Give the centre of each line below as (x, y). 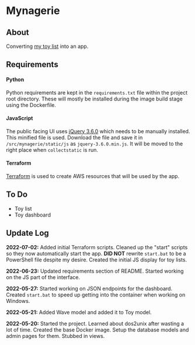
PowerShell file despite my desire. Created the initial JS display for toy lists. (97, 259)
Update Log (28, 233)
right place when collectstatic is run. (52, 149)
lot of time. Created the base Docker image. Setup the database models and (97, 330)
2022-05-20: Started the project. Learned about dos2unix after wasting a (95, 323)
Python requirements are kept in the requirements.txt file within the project (97, 92)
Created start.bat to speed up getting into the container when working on (96, 295)
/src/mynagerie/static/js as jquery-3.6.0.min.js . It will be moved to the (95, 144)
